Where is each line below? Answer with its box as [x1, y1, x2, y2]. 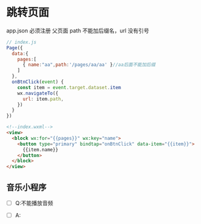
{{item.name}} [22, 146, 59, 153]
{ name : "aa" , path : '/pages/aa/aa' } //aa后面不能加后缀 [22, 62, 156, 68]
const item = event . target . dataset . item [17, 84, 121, 90]
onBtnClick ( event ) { [12, 79, 64, 85]
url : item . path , [22, 96, 64, 102]
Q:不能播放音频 [15, 200, 54, 206]
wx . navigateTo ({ [17, 90, 59, 96]
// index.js [6, 39, 37, 45]
